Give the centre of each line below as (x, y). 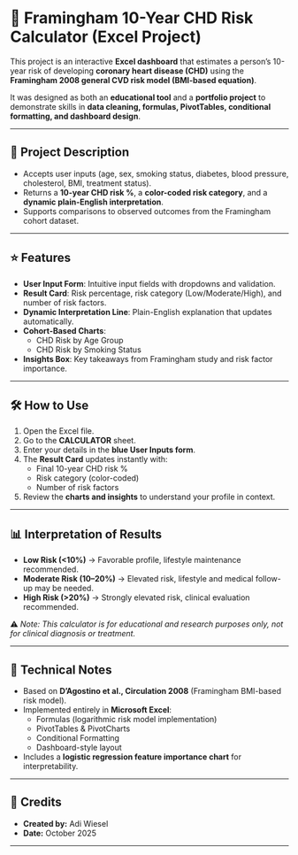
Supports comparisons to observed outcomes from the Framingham (147, 211)
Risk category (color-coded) (88, 478)
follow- (268, 579)
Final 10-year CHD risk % (82, 469)
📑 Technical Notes (61, 670)
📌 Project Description (70, 153)
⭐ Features (41, 258)
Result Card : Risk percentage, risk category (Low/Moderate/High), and (152, 293)
